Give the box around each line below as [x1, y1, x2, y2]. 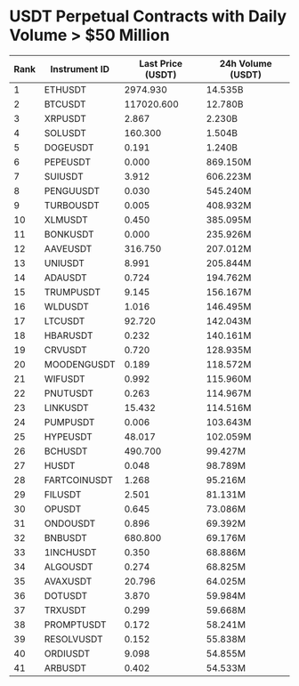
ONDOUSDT [44, 517, 96, 529]
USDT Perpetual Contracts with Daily [9, 6, 287, 27]
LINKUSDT [44, 401, 89, 414]
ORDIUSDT [44, 647, 91, 659]
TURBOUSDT [44, 198, 100, 211]
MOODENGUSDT [44, 358, 116, 370]
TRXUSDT [44, 603, 87, 616]
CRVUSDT [44, 343, 87, 356]
